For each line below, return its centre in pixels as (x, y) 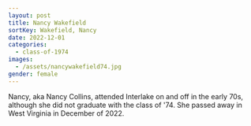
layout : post (30, 15)
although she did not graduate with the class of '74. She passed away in (125, 105)
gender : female (33, 74)
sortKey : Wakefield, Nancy (52, 30)
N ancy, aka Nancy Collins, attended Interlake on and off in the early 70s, (126, 96)
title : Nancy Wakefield (47, 23)
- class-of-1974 (42, 52)
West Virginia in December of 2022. (66, 113)
